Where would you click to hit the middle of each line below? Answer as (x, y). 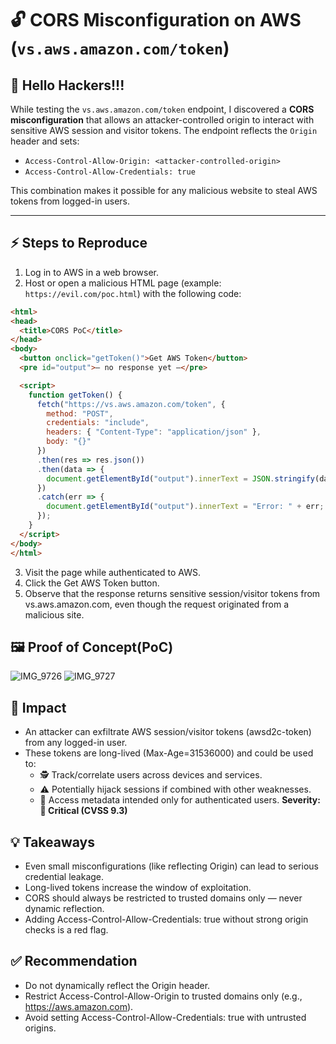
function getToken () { (75, 395)
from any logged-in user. (76, 743)
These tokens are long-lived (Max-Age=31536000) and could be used (169, 753)
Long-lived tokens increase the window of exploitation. (138, 887)
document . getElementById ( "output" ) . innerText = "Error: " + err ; (185, 507)
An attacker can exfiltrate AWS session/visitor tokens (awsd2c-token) (168, 732)
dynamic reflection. (64, 908)
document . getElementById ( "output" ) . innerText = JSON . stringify (180, 478)
